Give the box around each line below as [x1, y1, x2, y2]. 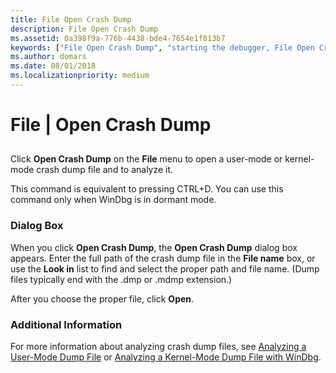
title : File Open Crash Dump [10, 14, 132, 25]
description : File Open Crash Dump [10, 24, 159, 34]
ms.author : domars [10, 52, 87, 62]
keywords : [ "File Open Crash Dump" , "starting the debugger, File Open [10, 42, 315, 53]
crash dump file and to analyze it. [36, 164, 174, 176]
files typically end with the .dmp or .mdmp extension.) [10, 273, 233, 285]
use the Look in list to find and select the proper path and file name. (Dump [10, 262, 320, 275]
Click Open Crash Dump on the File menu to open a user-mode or [10, 153, 283, 165]
